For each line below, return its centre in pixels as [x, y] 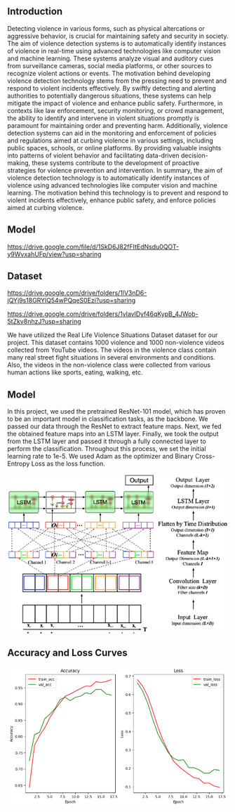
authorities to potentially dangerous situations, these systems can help [109, 96]
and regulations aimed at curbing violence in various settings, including [110, 140]
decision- [194, 155]
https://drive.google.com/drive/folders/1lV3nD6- [77, 293]
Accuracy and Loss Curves [67, 653]
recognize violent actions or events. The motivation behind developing [109, 73]
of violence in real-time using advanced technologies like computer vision [114, 51]
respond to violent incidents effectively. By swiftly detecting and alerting [112, 88]
